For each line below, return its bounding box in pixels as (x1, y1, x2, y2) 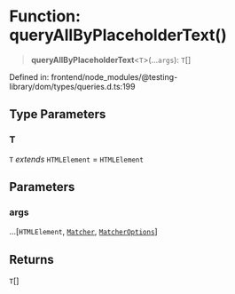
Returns (9, 251, 55, 267)
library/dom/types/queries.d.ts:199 (9, 81, 136, 91)
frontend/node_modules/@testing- (51, 71, 178, 82)
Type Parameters (9, 107, 106, 122)
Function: (9, 6, 82, 27)
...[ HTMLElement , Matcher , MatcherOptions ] (9, 226, 158, 237)
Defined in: (9, 71, 50, 82)
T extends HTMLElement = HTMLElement (9, 154, 145, 164)
